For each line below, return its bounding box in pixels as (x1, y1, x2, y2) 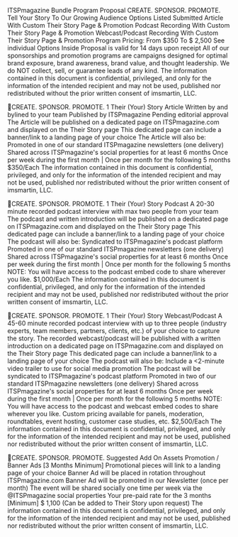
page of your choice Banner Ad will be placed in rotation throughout (7, 469, 206, 477)
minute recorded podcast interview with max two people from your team (7, 207, 219, 215)
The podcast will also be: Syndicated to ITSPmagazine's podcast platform (7, 237, 223, 246)
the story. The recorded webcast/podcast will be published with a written (7, 334, 221, 342)
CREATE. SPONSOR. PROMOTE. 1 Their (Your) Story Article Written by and (11, 103, 228, 111)
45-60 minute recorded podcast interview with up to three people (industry (7, 319, 227, 327)
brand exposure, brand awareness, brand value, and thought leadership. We (7, 59, 230, 67)
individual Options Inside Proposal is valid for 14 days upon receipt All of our (7, 44, 229, 52)
